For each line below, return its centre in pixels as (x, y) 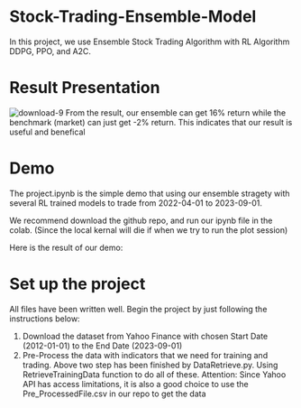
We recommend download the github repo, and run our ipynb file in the (141, 220)
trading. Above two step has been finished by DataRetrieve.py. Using (150, 365)
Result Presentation (85, 88)
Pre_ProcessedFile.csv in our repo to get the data (114, 394)
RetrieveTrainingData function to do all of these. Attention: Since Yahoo (154, 374)
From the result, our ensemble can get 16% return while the (176, 112)
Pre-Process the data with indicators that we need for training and (145, 355)
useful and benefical (47, 132)
